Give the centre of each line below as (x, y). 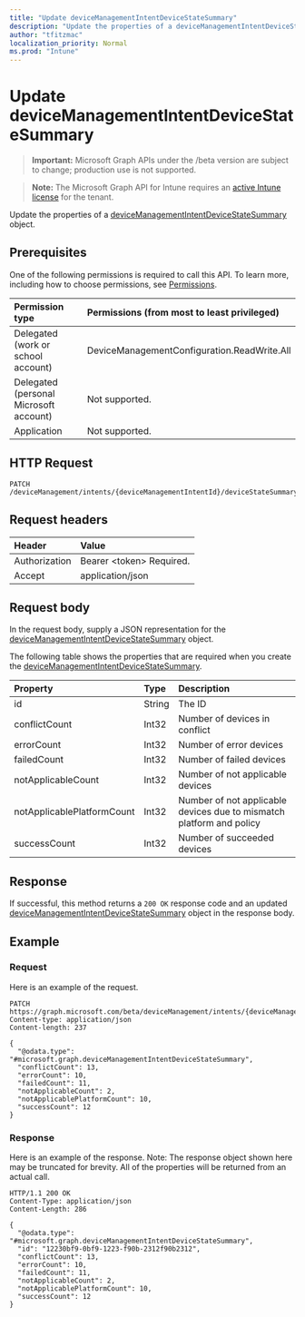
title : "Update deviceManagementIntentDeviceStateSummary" (123, 18)
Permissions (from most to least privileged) (183, 312)
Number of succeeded (226, 838)
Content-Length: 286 (49, 1209)
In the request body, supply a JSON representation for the (118, 629)
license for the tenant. (73, 197)
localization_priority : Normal (69, 43)
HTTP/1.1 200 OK (40, 1194)
